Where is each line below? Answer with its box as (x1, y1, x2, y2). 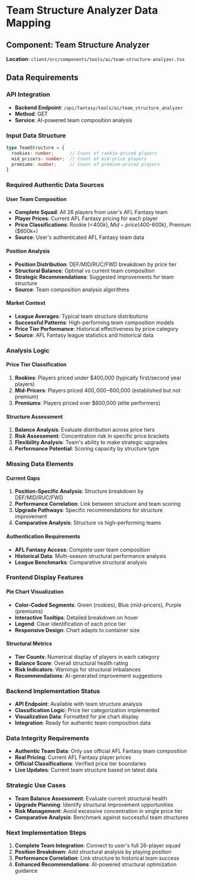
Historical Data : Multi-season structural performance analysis (14, 552, 167, 559)
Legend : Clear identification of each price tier (14, 620, 127, 627)
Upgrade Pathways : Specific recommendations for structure (14, 506, 163, 514)
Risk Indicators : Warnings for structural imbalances (14, 665, 141, 673)
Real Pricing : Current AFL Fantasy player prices (14, 754, 131, 761)
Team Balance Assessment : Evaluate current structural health (14, 795, 167, 802)
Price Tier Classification (6, 361, 67, 368)
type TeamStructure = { (6, 145, 65, 151)
